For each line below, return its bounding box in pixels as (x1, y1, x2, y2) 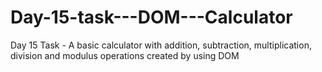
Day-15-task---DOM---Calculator (10, 6, 293, 29)
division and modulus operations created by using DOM (10, 49, 240, 61)
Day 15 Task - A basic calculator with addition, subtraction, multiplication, (10, 39, 312, 51)
